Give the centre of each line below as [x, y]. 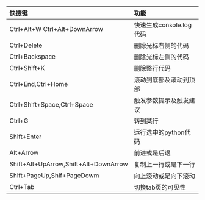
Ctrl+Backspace [33, 56]
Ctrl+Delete [26, 45]
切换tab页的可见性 [160, 187]
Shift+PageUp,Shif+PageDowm [54, 175]
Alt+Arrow [24, 153]
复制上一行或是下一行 [164, 164]
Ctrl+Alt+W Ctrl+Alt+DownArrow [56, 29]
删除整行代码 [152, 68]
